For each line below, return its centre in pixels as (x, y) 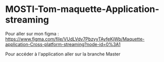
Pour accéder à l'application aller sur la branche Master (63, 54)
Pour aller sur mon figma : (32, 33)
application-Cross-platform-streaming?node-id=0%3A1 (63, 44)
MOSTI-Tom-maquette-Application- (82, 9)
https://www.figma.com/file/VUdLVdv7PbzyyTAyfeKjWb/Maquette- (75, 39)
